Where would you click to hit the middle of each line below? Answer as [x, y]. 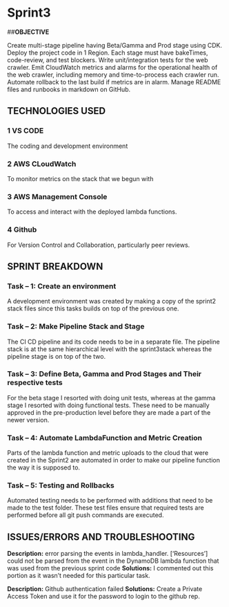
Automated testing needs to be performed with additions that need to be [110, 501]
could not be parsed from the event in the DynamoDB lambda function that [113, 561]
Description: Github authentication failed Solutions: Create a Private [105, 589]
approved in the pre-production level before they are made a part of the [109, 412]
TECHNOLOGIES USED [56, 111]
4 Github [22, 230]
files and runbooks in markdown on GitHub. [69, 89]
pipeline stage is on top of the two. [56, 356]
